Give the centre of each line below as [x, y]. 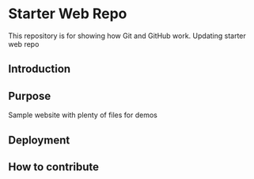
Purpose [30, 96]
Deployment [39, 140]
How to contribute [54, 167]
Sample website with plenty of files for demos [83, 115]
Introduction [40, 69]
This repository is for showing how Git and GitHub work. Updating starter [127, 36]
